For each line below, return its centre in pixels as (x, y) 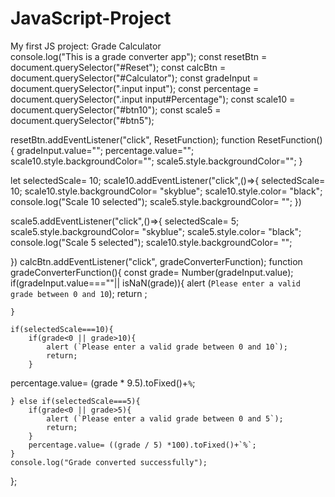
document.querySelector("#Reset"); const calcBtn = (118, 67)
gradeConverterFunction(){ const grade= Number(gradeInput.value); (152, 272)
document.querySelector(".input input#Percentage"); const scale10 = (153, 99)
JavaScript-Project (91, 18)
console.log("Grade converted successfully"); (109, 462)
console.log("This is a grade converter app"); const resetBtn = (139, 56)
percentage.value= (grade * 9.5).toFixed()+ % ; (103, 383)
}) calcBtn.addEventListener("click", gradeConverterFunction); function (156, 261)
